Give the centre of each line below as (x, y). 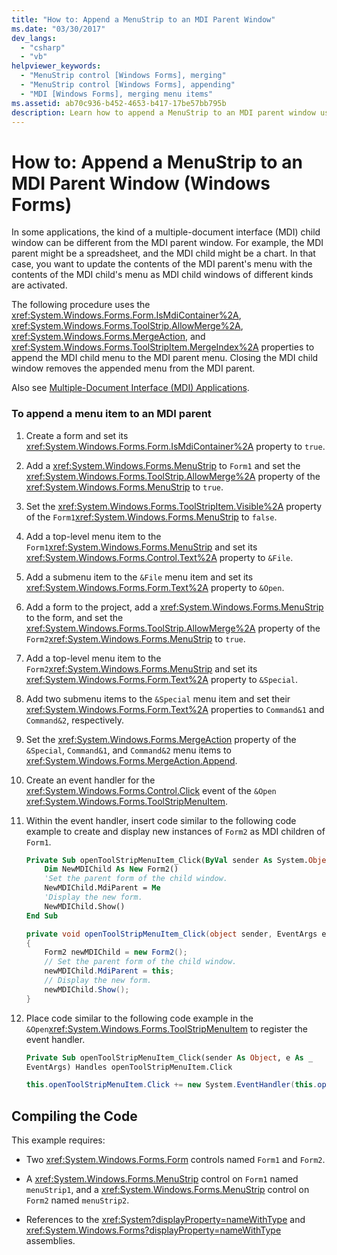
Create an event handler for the (90, 780)
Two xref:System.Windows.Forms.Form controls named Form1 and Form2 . (175, 1160)
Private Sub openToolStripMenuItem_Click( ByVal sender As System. (167, 860)
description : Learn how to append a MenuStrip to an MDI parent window (163, 112)
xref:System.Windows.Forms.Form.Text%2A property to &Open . (155, 587)
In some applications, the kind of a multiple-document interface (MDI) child (166, 232)
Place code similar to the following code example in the (139, 1018)
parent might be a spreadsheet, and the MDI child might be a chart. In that (163, 253)
